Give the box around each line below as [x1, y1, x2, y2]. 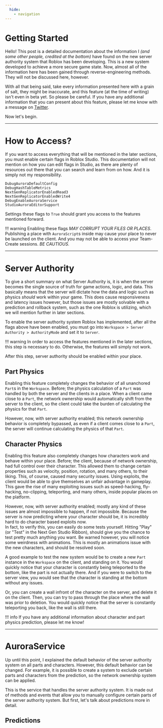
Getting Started [5, 33, 69, 44]
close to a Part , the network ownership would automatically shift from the [5, 396, 152, 402]
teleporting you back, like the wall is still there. [5, 605, 98, 611]
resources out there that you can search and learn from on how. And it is [5, 167, 150, 173]
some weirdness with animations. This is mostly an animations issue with [5, 539, 151, 545]
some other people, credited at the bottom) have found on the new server [5, 54, 152, 60]
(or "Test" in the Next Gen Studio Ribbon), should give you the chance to [5, 529, 150, 535]
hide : [9, 7, 21, 12]
